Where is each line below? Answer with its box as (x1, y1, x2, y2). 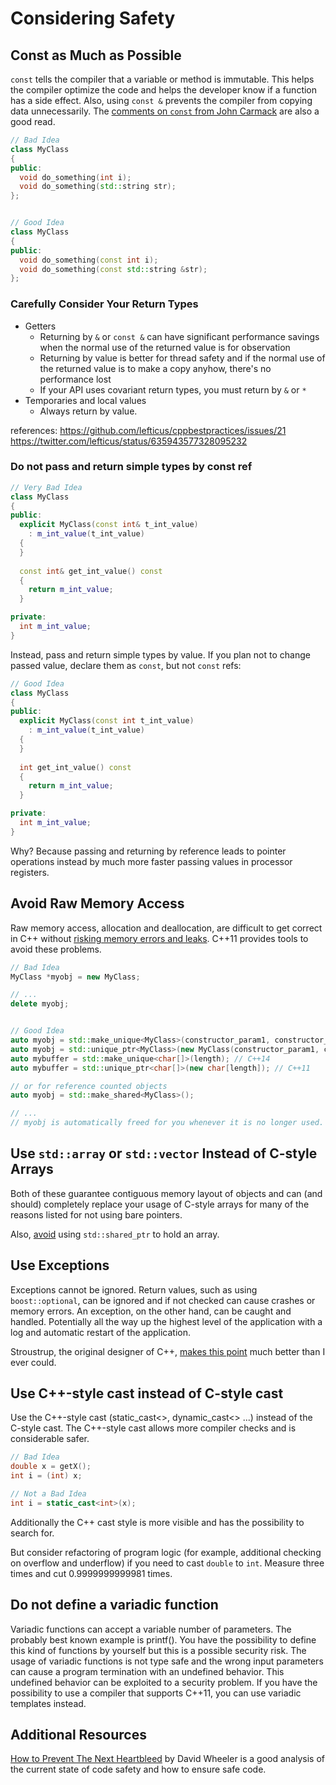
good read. (10, 116, 56, 127)
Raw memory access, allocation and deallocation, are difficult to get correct (10, 922, 323, 934)
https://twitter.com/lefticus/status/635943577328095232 (10, 435, 248, 447)
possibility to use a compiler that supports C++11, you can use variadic (10, 1687, 302, 1699)
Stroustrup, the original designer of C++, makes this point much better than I (10, 1345, 326, 1357)
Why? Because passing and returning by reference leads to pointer (10, 845, 287, 857)
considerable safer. (10, 1433, 90, 1445)
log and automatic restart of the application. (10, 1326, 191, 1338)
